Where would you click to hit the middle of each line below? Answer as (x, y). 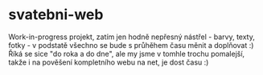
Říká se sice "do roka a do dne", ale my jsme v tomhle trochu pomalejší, (127, 53)
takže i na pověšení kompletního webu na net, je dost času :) (109, 62)
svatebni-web (56, 15)
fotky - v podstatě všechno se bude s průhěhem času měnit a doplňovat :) (131, 45)
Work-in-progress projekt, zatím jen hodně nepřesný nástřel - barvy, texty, (131, 37)
